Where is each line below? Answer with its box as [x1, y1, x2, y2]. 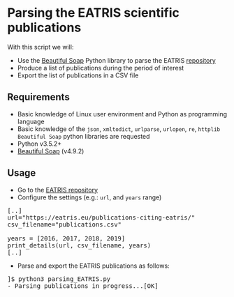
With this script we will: [7, 43, 74, 51]
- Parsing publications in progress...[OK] [7, 282, 159, 290]
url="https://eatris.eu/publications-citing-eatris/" [7, 213, 196, 221]
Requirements [7, 91, 70, 103]
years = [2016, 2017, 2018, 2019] [7, 234, 126, 242]
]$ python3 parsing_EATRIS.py [7, 275, 111, 283]
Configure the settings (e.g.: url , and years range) [17, 193, 162, 201]
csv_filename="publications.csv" [7, 220, 122, 228]
